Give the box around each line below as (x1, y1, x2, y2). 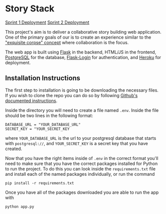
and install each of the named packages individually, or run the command (5, 171, 155, 177)
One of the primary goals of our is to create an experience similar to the (5, 34, 151, 40)
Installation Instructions (5, 74, 81, 82)
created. (5, 146, 22, 152)
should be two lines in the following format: (5, 112, 93, 118)
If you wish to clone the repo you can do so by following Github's (5, 92, 138, 98)
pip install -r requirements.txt (5, 180, 74, 186)
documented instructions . (5, 98, 58, 104)
